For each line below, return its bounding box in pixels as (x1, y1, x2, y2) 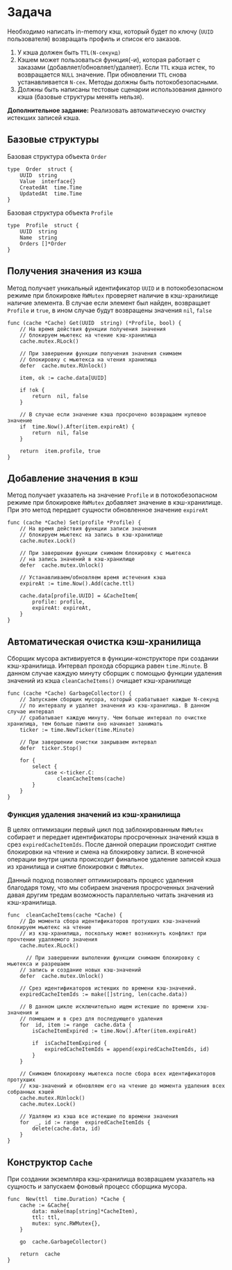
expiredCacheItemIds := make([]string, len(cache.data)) (19, 991, 188, 998)
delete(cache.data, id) (32, 1125, 101, 1133)
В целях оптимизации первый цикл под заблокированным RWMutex (7, 825, 204, 834)
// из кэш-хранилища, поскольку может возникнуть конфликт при (19, 930, 207, 938)
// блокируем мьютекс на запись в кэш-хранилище (19, 531, 163, 539)
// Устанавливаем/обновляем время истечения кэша (19, 574, 167, 581)
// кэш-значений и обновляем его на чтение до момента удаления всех (19, 1082, 226, 1089)
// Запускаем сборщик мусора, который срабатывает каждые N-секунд (19, 696, 219, 703)
